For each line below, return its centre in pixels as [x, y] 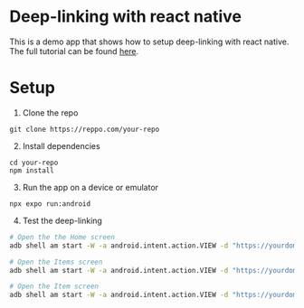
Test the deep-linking [62, 220]
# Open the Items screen [56, 262]
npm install [32, 170]
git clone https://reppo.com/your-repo [85, 129]
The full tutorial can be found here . [74, 51]
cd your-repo [34, 163]
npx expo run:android [50, 204]
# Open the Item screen [54, 286]
